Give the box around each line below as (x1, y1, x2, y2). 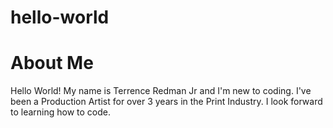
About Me (10, 52, 94, 75)
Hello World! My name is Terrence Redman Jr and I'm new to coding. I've (10, 85, 312, 97)
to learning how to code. (10, 106, 112, 118)
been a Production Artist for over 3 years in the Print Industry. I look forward (10, 96, 323, 108)
